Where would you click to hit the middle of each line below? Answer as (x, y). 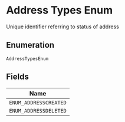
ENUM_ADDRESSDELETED (38, 111)
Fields (18, 77)
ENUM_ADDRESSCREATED (38, 103)
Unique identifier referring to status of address (63, 27)
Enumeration (30, 45)
